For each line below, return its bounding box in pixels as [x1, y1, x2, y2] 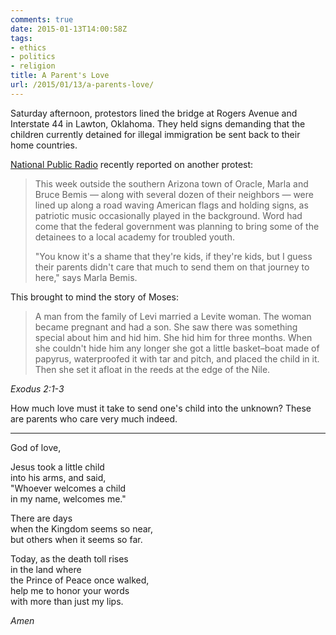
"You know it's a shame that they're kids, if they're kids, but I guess [34, 250, 313, 262]
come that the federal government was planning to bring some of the [34, 220, 320, 232]
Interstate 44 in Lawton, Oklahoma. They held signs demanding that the [10, 117, 306, 130]
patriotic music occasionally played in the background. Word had [34, 209, 303, 221]
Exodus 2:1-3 [10, 382, 65, 395]
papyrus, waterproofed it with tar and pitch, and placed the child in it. [34, 352, 320, 365]
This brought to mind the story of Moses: [10, 291, 179, 303]
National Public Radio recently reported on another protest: [10, 158, 254, 170]
